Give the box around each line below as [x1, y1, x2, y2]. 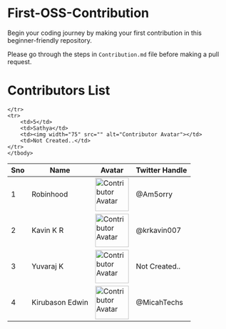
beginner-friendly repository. [7, 36, 93, 44]
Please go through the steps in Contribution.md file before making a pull [7, 50, 220, 58]
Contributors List [7, 83, 111, 99]
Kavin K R [31, 226, 64, 236]
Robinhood [31, 189, 68, 199]
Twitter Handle [135, 165, 188, 175]
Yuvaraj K [31, 261, 64, 271]
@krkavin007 [135, 226, 182, 236]
